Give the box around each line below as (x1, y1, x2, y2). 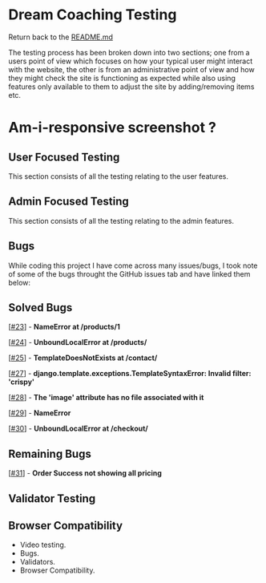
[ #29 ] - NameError (8, 408, 71, 418)
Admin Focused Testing (8, 195, 130, 209)
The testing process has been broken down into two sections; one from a (8, 47, 250, 57)
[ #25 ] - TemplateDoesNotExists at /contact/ (8, 353, 158, 362)
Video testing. (19, 540, 66, 550)
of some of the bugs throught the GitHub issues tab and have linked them (8, 269, 251, 278)
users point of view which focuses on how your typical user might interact (8, 56, 253, 66)
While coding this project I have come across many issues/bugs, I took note (8, 261, 258, 270)
